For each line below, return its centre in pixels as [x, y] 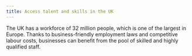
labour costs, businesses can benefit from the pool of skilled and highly [92, 40]
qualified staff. [23, 47]
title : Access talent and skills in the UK [60, 11]
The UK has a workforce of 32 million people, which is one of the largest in [96, 28]
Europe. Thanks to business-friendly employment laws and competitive [92, 34]
